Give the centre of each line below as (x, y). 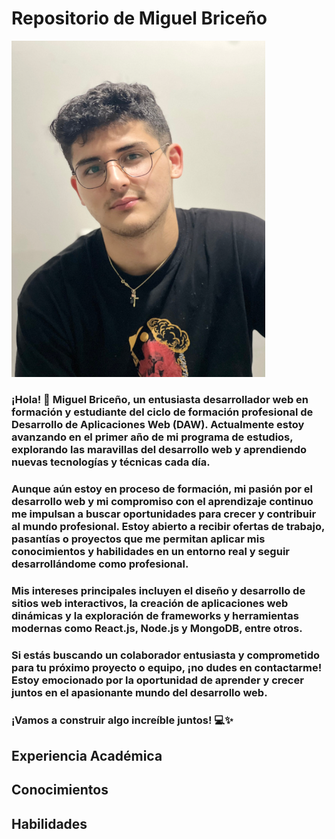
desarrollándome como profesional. (100, 564)
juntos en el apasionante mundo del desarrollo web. (139, 692)
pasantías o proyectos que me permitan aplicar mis (138, 539)
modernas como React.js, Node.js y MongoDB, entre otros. (157, 628)
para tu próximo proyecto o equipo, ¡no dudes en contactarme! (167, 667)
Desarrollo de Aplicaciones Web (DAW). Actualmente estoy (158, 424)
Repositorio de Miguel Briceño (139, 18)
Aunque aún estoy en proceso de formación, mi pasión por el (162, 489)
